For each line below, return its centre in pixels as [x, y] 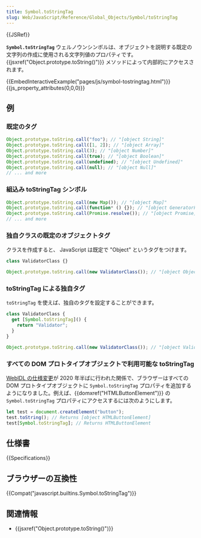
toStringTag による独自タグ [46, 289]
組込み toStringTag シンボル [47, 190]
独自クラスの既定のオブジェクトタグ [58, 236]
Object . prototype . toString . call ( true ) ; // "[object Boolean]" [85, 156]
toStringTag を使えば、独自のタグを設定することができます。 [82, 303]
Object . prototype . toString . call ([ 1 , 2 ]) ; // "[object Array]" [85, 145]
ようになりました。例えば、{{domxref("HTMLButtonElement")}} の [88, 393]
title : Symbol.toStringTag [40, 12]
